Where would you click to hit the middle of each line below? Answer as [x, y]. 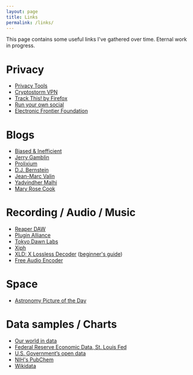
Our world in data [36, 341]
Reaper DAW [30, 229]
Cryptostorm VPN [36, 92]
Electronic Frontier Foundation [51, 111]
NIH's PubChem [34, 360]
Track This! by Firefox [41, 99]
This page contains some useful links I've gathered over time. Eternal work [96, 40]
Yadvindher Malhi [36, 182]
